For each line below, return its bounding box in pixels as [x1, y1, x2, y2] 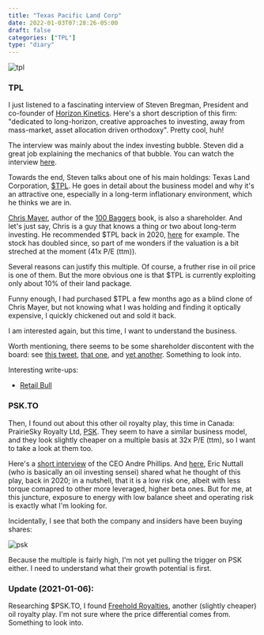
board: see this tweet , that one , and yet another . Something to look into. [8, 350, 242, 359]
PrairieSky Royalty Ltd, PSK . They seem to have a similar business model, [8, 426, 247, 436]
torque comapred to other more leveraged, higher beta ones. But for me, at [8, 483, 252, 494]
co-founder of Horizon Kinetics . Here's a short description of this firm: [8, 108, 238, 118]
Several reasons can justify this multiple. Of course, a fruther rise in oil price [8, 262, 256, 272]
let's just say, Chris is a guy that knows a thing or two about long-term [8, 222, 237, 231]
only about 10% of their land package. [8, 279, 132, 288]
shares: [8, 524, 33, 534]
